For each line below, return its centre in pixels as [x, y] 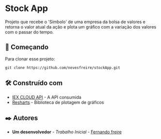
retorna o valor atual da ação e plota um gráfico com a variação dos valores [81, 27]
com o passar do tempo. [30, 32]
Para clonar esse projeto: [30, 59]
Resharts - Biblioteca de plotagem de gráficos [58, 102]
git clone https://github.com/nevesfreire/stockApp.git [63, 68]
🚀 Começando [27, 47]
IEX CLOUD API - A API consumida [47, 97]
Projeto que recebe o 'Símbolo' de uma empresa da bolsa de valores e [75, 22]
